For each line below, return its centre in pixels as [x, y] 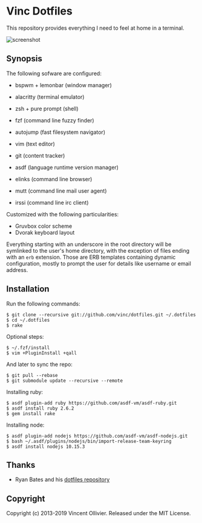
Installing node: [25, 425]
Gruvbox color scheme [44, 226]
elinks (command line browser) [54, 179]
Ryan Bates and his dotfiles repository [62, 479]
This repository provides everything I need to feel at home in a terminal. [95, 28]
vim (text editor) [35, 144]
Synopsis [24, 59]
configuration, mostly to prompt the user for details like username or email [99, 263]
